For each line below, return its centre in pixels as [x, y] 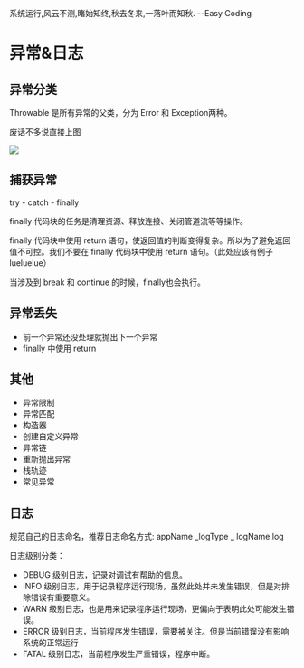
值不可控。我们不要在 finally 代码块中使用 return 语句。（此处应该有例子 [141, 251]
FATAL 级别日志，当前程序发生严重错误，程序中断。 [119, 654]
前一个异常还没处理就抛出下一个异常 [90, 336]
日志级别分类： [37, 556]
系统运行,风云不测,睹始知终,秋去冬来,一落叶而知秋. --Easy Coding [130, 13]
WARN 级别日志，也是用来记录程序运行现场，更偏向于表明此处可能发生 [154, 609]
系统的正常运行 [50, 643]
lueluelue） [30, 263]
